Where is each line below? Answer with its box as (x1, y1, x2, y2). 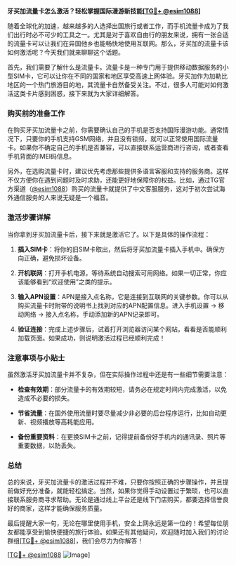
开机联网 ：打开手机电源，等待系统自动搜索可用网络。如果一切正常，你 (17, 268, 221, 277)
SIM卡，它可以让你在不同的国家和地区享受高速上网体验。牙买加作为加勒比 (13, 72, 228, 80)
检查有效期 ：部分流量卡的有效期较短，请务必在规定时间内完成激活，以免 (17, 385, 227, 393)
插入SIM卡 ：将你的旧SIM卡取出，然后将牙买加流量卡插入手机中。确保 (17, 245, 219, 254)
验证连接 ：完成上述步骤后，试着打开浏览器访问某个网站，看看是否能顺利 (17, 324, 227, 333)
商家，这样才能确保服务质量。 (19, 504, 106, 513)
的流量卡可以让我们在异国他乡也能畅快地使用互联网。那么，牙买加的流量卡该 (7, 39, 229, 48)
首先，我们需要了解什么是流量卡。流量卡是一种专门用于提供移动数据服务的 (7, 63, 223, 71)
